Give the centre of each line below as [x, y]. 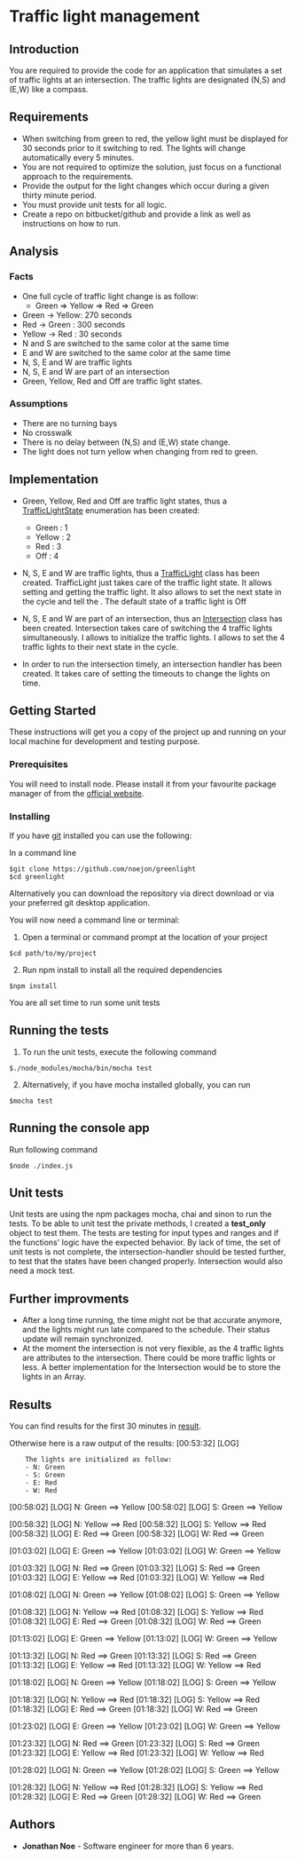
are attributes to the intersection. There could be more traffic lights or [149, 1358]
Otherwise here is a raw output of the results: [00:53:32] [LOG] [124, 1444]
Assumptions [39, 404]
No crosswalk [47, 432]
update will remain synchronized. [82, 1339]
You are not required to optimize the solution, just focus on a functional [152, 167]
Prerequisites [39, 764]
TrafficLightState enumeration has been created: [110, 510]
